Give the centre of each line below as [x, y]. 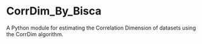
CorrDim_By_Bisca [54, 11]
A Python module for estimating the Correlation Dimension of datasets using [101, 28]
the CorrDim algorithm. [35, 34]
